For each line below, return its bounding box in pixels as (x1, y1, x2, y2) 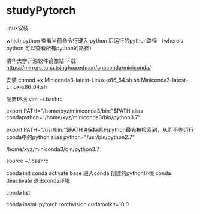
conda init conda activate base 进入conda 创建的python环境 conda (6, 169, 171, 177)
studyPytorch (6, 4, 76, 17)
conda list (6, 189, 31, 196)
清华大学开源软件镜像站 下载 (6, 57, 76, 64)
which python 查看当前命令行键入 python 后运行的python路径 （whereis (6, 37, 184, 44)
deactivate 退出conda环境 (6, 177, 71, 184)
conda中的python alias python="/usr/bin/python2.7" (6, 133, 135, 141)
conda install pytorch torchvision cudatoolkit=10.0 (6, 200, 129, 207)
